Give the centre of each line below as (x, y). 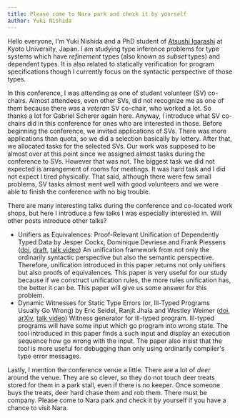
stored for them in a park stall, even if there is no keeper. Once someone (114, 385)
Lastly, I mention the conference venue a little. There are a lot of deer (109, 369)
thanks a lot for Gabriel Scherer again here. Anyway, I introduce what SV (114, 116)
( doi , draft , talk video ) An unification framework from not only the (113, 249)
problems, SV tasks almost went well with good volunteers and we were (113, 184)
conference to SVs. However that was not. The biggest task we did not (111, 161)
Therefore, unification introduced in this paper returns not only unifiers (122, 264)
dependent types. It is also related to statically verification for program (111, 64)
